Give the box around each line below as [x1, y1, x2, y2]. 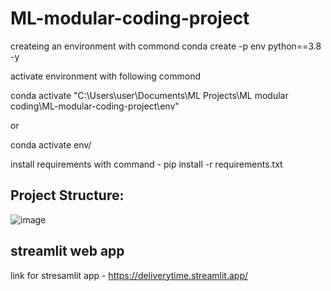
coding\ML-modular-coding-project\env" [10, 100, 180, 112]
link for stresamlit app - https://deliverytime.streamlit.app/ [10, 269, 249, 281]
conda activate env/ [10, 138, 92, 151]
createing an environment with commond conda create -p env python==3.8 [10, 40, 322, 52]
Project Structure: [10, 187, 125, 204]
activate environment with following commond [10, 70, 201, 82]
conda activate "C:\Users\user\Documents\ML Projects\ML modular [10, 89, 289, 101]
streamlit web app [10, 243, 125, 260]
